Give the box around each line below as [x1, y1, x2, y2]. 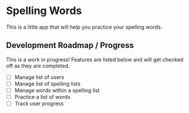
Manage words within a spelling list [14, 87, 100, 94]
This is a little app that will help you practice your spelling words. [6, 23, 163, 30]
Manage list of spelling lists [14, 80, 81, 87]
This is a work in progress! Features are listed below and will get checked [6, 56, 184, 63]
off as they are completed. [6, 62, 70, 69]
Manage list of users [14, 73, 65, 80]
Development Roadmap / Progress [6, 40, 134, 50]
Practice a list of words [14, 93, 70, 100]
